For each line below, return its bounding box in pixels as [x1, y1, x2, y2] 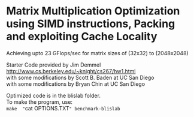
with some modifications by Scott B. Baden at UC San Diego [6, 74, 154, 81]
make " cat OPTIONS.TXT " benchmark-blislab [6, 104, 120, 112]
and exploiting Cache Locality [6, 30, 157, 43]
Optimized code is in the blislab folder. [6, 92, 101, 99]
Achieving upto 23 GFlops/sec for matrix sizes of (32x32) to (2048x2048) [6, 49, 189, 56]
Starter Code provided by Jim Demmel [6, 61, 101, 68]
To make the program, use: [6, 98, 73, 106]
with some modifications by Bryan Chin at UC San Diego [6, 80, 145, 88]
